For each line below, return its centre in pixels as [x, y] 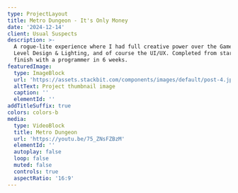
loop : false [32, 159]
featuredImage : [30, 66]
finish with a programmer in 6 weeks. [71, 60]
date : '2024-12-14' [36, 27]
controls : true [36, 171]
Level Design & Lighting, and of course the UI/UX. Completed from [115, 54]
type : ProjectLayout [38, 14]
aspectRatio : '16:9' [44, 178]
